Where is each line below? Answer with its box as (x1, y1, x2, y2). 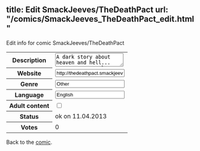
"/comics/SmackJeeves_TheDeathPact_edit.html (6, 14, 195, 24)
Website (17, 69, 42, 78)
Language (14, 91, 44, 99)
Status (20, 113, 39, 121)
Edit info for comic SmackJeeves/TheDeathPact (6, 39, 125, 47)
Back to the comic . (6, 138, 53, 146)
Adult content (9, 101, 50, 110)
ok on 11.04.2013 (54, 112, 107, 121)
